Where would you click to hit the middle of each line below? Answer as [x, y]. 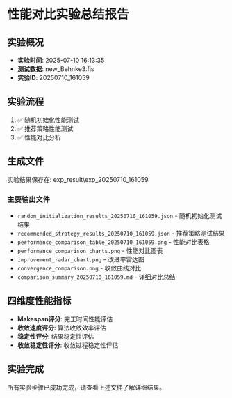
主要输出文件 [29, 199]
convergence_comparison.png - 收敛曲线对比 [79, 268]
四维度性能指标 [39, 301]
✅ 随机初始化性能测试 [48, 120]
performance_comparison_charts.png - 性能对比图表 [90, 250]
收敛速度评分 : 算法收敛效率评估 [61, 328]
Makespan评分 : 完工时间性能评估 [65, 319]
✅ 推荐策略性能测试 [45, 128]
